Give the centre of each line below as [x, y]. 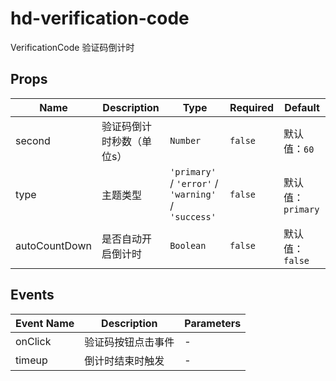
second [33, 140]
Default [302, 107]
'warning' [193, 194]
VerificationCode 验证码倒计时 [72, 47]
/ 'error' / [194, 183]
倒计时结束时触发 [124, 360]
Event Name [45, 323]
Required [252, 107]
